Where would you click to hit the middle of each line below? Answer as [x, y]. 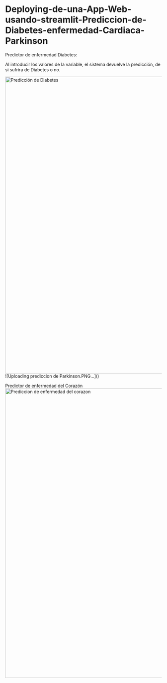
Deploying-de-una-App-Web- [68, 9]
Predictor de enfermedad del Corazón [44, 386]
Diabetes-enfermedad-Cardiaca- [75, 30]
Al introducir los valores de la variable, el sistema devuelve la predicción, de [83, 64]
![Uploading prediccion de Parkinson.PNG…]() [52, 376]
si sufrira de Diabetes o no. [33, 69]
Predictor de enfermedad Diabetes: [41, 55]
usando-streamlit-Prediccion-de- [76, 20]
